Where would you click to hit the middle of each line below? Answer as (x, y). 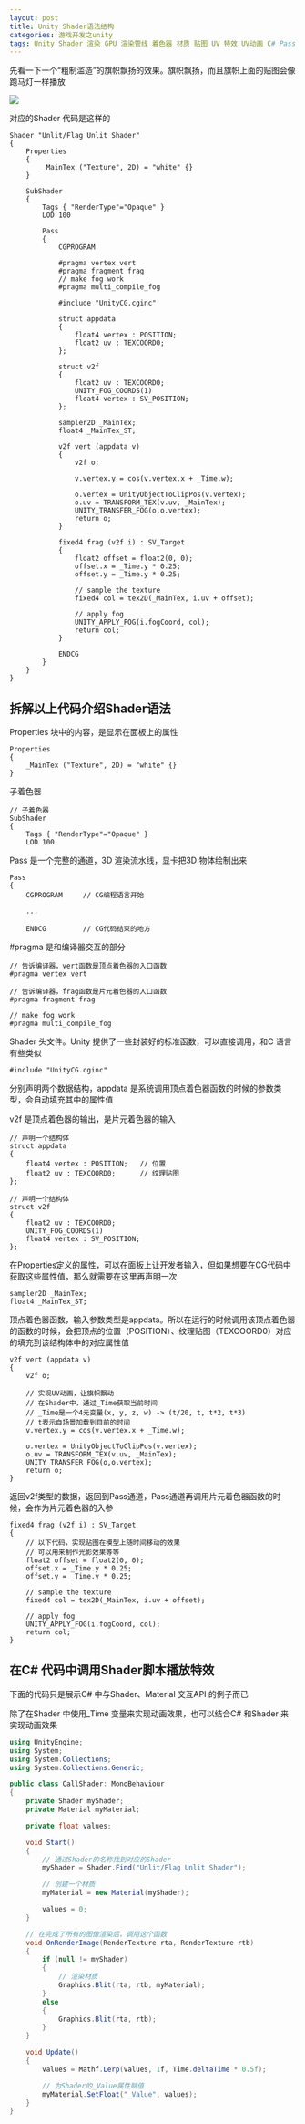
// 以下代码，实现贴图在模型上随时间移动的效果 (103, 1543)
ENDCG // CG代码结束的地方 (88, 929)
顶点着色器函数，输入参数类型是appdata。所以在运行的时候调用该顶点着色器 (152, 1320)
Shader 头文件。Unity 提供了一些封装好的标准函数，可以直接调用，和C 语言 (151, 1041)
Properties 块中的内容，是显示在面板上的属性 (94, 732)
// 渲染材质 (78, 1977)
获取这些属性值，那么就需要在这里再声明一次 (93, 1277)
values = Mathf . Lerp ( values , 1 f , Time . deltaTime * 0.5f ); (154, 2069)
